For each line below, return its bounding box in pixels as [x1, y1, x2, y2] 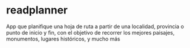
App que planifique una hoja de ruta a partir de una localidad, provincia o [6, 23, 185, 30]
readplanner [6, 4, 68, 17]
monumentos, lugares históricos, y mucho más [6, 35, 120, 42]
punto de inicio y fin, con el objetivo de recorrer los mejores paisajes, [6, 29, 175, 36]
